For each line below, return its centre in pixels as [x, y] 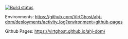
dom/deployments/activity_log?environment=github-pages [64, 22]
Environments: [19, 17]
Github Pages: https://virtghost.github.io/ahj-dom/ [55, 31]
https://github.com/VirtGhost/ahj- [68, 17]
